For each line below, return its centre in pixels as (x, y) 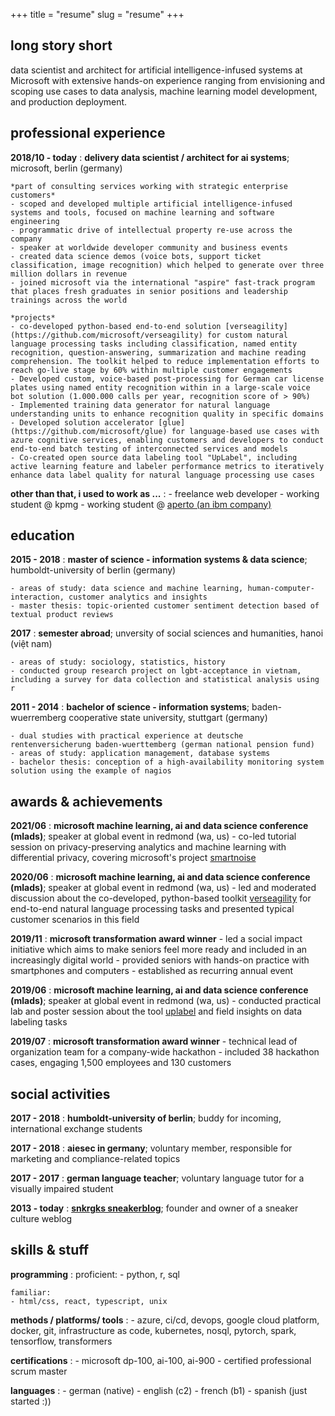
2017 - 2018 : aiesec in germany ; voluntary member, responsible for (151, 1148)
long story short (61, 45)
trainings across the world (69, 300)
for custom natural (247, 335)
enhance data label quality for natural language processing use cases (162, 475)
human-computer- (281, 589)
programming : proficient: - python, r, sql (95, 1274)
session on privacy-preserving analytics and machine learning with (148, 847)
